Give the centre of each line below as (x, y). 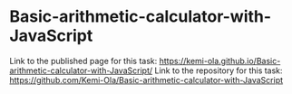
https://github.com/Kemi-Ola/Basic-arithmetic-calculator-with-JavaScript (146, 80)
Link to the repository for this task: (219, 70)
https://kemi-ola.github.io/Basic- (220, 61)
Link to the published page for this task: (83, 61)
